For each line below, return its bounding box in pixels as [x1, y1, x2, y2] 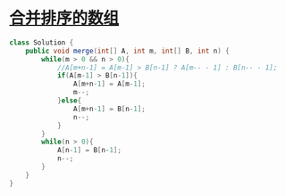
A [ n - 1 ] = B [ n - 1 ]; [56, 146, 122, 155]
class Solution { [9, 37, 74, 47]
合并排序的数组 [9, 8, 120, 29]
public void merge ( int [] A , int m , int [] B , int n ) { [25, 46, 230, 55]
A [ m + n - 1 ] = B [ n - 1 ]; [72, 104, 146, 113]
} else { [56, 96, 82, 105]
